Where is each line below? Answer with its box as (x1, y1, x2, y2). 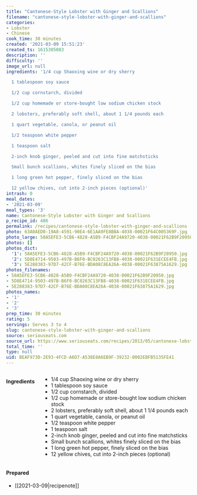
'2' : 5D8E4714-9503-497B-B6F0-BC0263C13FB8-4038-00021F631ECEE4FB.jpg (11, 256, 188, 262)
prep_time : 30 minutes (6, 311, 62, 317)
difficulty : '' (6, 58, 43, 63)
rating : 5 (6, 316, 30, 322)
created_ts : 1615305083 (6, 47, 64, 53)
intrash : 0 (6, 191, 33, 197)
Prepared (6, 469, 29, 476)
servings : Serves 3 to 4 (6, 322, 67, 328)
